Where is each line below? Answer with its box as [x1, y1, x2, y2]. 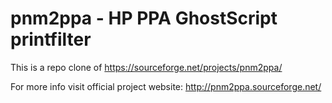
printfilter [10, 28, 92, 51]
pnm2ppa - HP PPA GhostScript [10, 7, 278, 30]
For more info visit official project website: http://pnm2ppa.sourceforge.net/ [10, 80, 322, 92]
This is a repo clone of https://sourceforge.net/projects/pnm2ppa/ [10, 61, 283, 73]
